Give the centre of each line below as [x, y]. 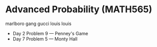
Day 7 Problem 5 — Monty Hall [45, 39]
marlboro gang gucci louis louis [38, 24]
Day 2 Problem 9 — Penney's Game [50, 33]
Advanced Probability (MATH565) [79, 9]
